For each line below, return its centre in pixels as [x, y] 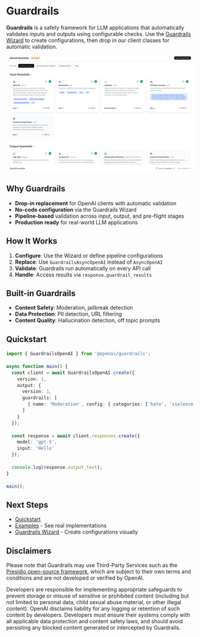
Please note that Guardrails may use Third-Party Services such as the [92, 565]
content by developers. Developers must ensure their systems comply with [98, 615]
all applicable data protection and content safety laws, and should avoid [95, 621]
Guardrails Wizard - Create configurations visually [76, 532]
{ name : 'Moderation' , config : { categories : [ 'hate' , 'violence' [112, 404]
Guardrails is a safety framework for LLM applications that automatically [95, 28]
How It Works [32, 241]
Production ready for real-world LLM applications [76, 222]
